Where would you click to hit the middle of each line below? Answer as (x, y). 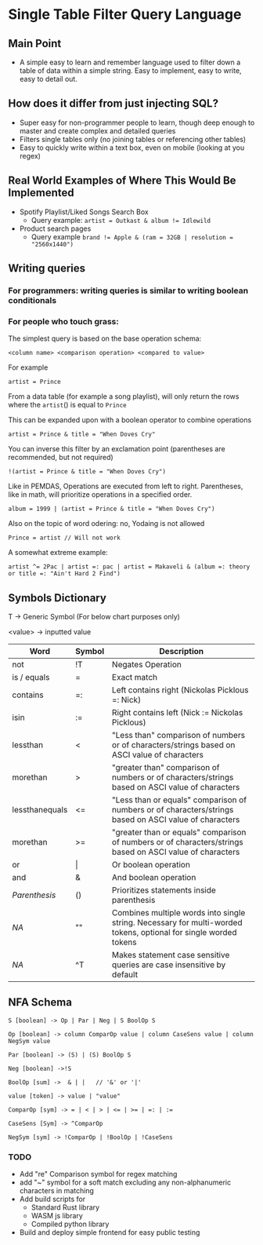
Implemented (41, 193)
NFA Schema (40, 1002)
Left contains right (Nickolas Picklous (180, 690)
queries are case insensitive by (169, 965)
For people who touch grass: (63, 321)
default (125, 975)
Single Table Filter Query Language (125, 15)
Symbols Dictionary (58, 598)
